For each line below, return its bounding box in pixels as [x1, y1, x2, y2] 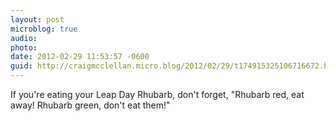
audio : [10, 33, 38, 43]
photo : [10, 42, 38, 53]
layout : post [10, 14, 65, 25]
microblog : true [10, 24, 78, 34]
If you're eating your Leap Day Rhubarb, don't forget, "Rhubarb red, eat [10, 89, 305, 100]
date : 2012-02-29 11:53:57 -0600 [10, 52, 150, 62]
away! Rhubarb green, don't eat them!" [10, 99, 171, 111]
